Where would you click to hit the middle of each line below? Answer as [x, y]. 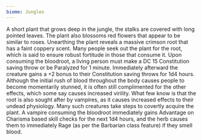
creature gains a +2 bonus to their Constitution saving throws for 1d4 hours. [100, 74]
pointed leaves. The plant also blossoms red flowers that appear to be [93, 35]
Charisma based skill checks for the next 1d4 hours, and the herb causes [97, 119]
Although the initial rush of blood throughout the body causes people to [95, 80]
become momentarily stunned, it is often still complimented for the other [96, 87]
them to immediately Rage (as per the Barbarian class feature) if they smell [99, 125]
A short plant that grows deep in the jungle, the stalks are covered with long [101, 29]
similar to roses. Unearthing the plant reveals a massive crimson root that [97, 42]
